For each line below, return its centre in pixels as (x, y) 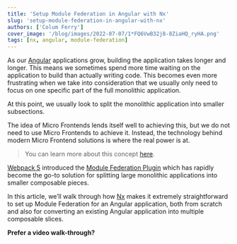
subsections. (26, 112)
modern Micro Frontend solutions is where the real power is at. (99, 140)
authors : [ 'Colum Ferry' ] (45, 27)
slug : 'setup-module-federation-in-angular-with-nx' (87, 21)
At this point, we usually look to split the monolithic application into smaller (116, 104)
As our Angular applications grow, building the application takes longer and (117, 60)
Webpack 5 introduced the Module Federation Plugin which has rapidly (111, 168)
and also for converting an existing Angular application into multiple (105, 211)
